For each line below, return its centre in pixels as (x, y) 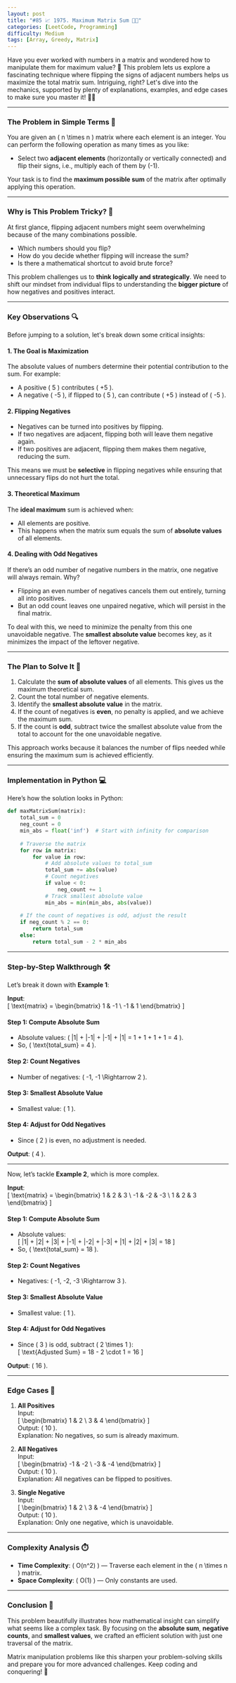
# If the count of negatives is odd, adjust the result (104, 916)
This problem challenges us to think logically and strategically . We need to (117, 277)
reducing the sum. (44, 457)
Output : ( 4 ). (26, 1154)
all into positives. (42, 598)
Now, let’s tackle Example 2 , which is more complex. (83, 1174)
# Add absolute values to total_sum (98, 864)
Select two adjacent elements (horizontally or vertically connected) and (122, 158)
